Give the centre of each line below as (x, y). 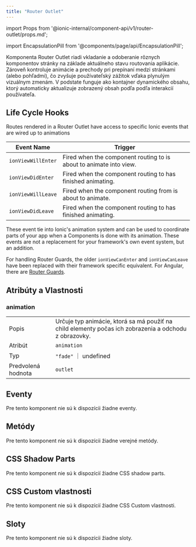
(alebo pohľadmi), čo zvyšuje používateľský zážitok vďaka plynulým (88, 75)
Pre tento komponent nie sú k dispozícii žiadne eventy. (71, 408)
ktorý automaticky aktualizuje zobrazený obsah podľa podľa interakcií (90, 88)
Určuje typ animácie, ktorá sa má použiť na (114, 321)
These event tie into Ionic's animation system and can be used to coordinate (98, 229)
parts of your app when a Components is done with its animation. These (93, 236)
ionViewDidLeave (32, 211)
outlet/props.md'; (27, 34)
